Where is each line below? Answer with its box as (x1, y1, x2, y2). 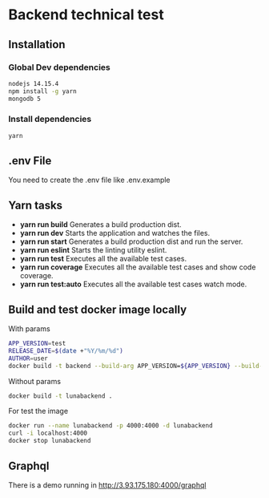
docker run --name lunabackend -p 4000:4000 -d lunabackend (8, 422, 214, 430)
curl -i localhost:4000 (8, 429, 88, 438)
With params (8, 324, 50, 334)
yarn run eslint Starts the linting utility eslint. (19, 245, 167, 255)
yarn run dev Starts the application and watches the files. (19, 229, 211, 238)
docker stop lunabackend (8, 437, 91, 445)
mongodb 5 (8, 95, 42, 103)
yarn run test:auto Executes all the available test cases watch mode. (19, 279, 247, 289)
